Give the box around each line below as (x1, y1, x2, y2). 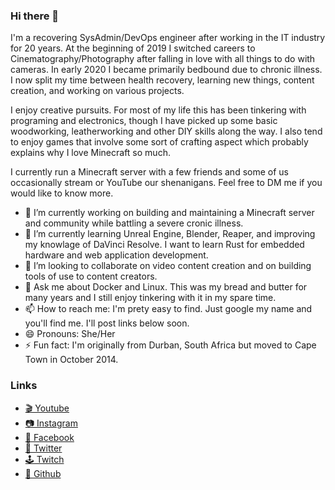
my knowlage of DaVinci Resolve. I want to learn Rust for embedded (24, 239, 305, 251)
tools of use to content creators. (24, 270, 158, 283)
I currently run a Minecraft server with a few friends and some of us (10, 166, 289, 178)
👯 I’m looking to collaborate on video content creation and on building (24, 260, 312, 272)
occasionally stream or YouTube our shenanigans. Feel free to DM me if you (10, 177, 323, 189)
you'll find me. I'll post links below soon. (24, 317, 190, 329)
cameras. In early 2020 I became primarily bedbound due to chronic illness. (10, 64, 323, 76)
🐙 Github (24, 467, 62, 479)
